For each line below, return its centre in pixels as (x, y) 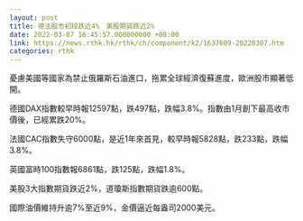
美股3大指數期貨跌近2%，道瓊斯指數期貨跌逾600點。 (109, 189)
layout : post (34, 18)
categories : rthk (42, 51)
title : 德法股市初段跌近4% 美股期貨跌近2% (82, 26)
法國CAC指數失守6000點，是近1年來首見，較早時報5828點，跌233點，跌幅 (149, 139)
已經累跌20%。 (62, 120)
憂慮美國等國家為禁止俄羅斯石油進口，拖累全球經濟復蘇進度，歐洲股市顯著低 (151, 78)
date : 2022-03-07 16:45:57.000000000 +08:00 (94, 34)
